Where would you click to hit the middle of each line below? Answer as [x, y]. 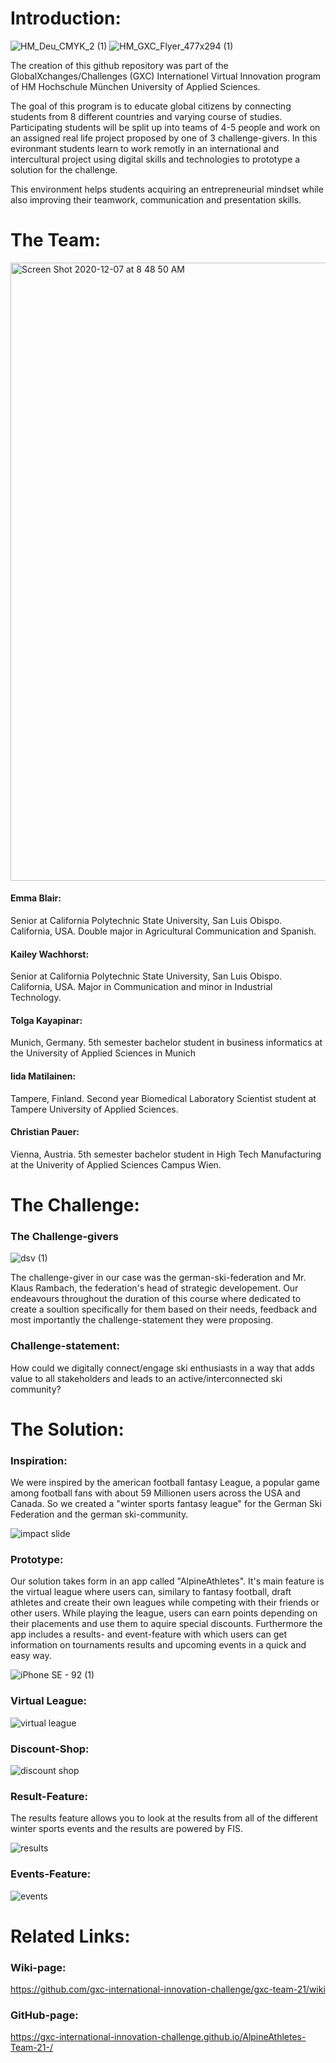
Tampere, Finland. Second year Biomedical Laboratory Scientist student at [163, 1098]
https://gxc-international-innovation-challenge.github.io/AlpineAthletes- [158, 2037]
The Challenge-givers [64, 1236]
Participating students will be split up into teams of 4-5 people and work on [165, 127]
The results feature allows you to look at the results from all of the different [164, 1818]
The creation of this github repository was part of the [119, 65]
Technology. [36, 998]
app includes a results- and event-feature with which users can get [148, 1634]
